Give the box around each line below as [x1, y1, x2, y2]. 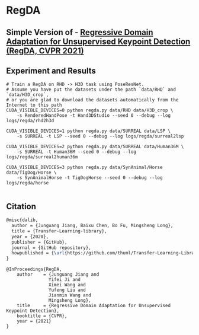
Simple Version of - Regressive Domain [6, 27, 153, 37]
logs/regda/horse [6, 180, 49, 186]
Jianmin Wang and [48, 292, 92, 298]
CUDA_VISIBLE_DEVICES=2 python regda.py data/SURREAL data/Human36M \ [6, 143, 184, 150]
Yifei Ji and [48, 277, 81, 283]
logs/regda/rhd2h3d [6, 118, 54, 124]
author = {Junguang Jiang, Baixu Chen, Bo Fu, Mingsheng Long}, [11, 223, 174, 229]
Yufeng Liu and [48, 287, 86, 293]
